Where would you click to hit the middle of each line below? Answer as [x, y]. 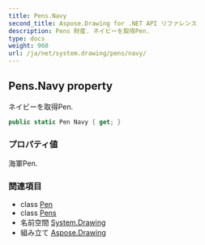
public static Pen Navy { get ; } [65, 122]
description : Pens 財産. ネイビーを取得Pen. [79, 31]
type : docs [27, 38]
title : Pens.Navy [38, 16]
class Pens [38, 213]
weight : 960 [28, 46]
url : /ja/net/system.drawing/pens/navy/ [78, 53]
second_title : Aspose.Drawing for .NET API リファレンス [102, 23]
